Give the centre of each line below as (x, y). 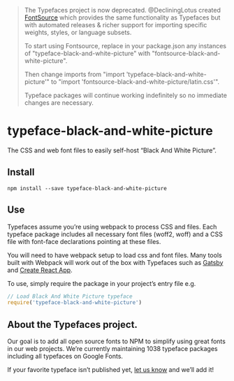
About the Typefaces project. (73, 324)
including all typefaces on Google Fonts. (65, 357)
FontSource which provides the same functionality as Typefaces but (122, 17)
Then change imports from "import (74, 74)
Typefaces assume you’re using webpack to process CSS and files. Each (112, 227)
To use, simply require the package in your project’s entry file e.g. (102, 283)
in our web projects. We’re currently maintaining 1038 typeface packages (112, 349)
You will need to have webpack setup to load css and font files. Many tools (115, 255)
